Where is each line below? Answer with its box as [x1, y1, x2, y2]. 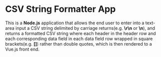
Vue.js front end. [5, 46, 40, 52]
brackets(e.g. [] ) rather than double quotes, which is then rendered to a [5, 41, 152, 47]
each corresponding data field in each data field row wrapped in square [5, 36, 153, 42]
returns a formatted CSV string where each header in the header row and [5, 30, 156, 36]
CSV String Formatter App [5, 3, 116, 15]
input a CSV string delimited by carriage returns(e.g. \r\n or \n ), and [15, 25, 155, 31]
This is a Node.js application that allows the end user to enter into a [5, 20, 144, 26]
